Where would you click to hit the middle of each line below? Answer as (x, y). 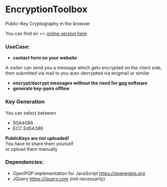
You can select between (31, 113)
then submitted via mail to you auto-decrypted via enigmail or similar (77, 73)
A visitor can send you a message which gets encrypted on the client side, (84, 68)
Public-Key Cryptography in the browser (48, 24)
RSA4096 (23, 123)
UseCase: (18, 46)
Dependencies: (25, 162)
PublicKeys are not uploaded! (37, 138)
